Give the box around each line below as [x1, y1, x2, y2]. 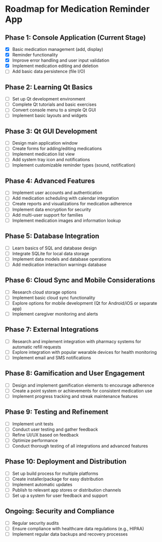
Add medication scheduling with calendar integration [12, 195, 119, 201]
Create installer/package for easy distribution [12, 476, 104, 482]
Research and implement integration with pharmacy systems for [12, 338, 141, 344]
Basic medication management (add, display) [12, 47, 104, 52]
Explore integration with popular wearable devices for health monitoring [12, 349, 157, 355]
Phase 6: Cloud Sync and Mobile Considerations [5, 276, 156, 285]
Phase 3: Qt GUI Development [5, 127, 97, 135]
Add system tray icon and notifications [12, 157, 91, 163]
